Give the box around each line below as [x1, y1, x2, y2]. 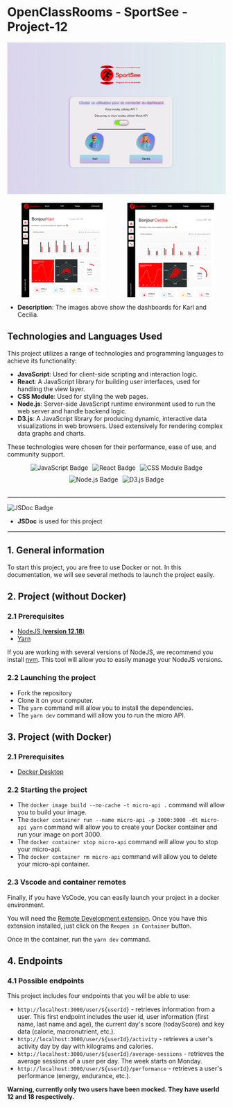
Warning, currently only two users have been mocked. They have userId [7, 1085, 220, 1093]
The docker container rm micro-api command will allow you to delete [17, 853, 217, 861]
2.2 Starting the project [7, 785, 88, 795]
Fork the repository [17, 688, 73, 697]
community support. [7, 450, 65, 458]
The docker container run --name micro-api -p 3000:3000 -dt [17, 816, 198, 824]
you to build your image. [17, 808, 87, 816]
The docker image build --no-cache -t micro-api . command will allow [17, 801, 225, 809]
